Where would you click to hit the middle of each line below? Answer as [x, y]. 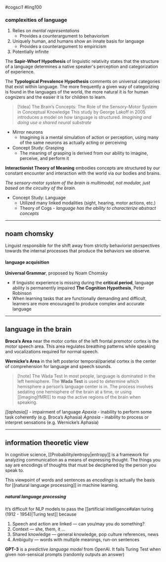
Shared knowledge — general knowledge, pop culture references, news [85, 534]
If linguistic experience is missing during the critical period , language [83, 283]
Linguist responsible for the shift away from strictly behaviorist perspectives [83, 246]
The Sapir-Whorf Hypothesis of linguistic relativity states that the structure [82, 61]
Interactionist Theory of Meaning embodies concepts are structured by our [83, 168]
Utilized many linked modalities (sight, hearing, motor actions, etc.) [88, 203]
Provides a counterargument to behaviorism [64, 36]
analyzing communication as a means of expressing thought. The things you [83, 460]
